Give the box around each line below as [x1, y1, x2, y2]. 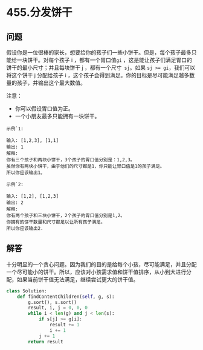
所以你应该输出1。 [6, 170, 45, 176]
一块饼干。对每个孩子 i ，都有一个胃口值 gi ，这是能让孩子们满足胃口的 [16, 56, 192, 64]
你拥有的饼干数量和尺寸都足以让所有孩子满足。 [6, 219, 106, 225]
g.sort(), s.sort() [28, 299, 77, 305]
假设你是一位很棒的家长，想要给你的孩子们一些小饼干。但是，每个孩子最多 [6, 49, 192, 56]
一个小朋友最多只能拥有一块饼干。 [14, 113, 100, 119]
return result [28, 338, 63, 345]
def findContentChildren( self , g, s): [17, 294, 115, 300]
